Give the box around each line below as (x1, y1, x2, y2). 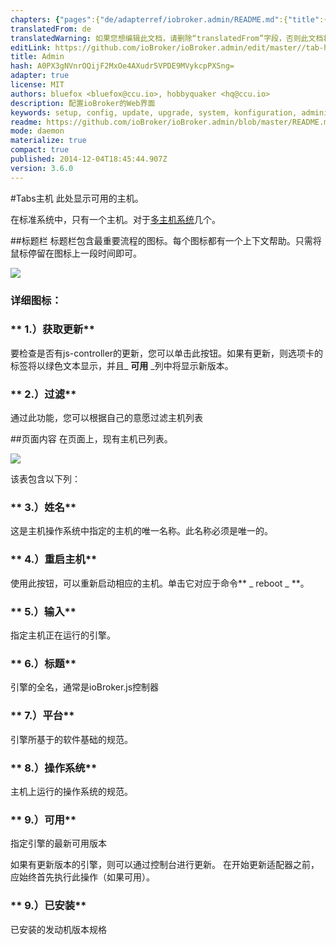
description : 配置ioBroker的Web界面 (10, 98, 156, 108)
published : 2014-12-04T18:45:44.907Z (10, 154, 168, 164)
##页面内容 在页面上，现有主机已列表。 (10, 433, 173, 445)
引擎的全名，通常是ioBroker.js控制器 (10, 681, 160, 693)
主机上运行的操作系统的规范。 (10, 785, 133, 797)
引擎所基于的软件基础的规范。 (10, 733, 133, 745)
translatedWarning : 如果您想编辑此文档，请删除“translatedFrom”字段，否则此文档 (10, 33, 324, 43)
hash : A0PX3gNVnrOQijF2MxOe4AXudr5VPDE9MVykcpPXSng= (10, 61, 235, 71)
